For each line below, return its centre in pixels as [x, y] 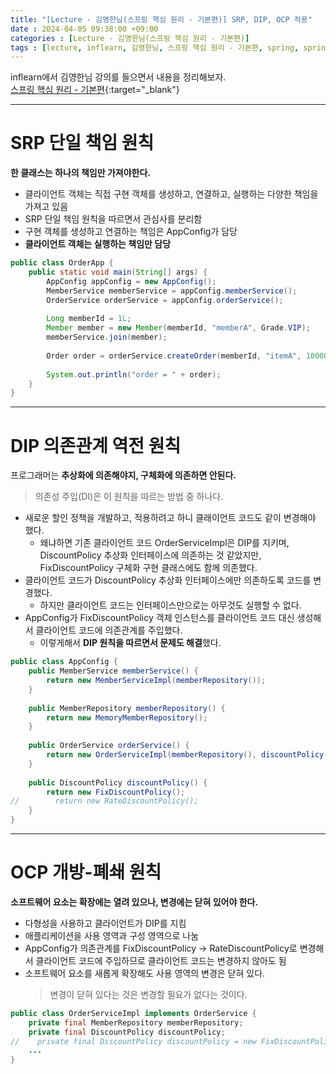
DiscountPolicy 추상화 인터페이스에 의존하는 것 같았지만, [150, 555]
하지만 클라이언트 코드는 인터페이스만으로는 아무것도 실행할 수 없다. [170, 605]
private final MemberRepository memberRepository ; [136, 1022]
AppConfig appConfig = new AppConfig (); [131, 281]
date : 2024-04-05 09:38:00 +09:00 [84, 29]
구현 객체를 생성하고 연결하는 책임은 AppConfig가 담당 [131, 232]
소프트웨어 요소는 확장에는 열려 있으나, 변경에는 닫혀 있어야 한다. [134, 902]
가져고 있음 [46, 207]
